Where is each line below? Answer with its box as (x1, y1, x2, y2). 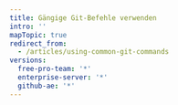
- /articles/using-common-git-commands (17, 47, 170, 57)
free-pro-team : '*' (17, 65, 92, 74)
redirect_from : (9, 38, 68, 48)
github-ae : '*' (17, 81, 76, 90)
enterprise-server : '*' (17, 73, 108, 82)
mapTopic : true (9, 30, 68, 39)
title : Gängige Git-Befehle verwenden (9, 13, 157, 23)
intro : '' (9, 22, 47, 31)
